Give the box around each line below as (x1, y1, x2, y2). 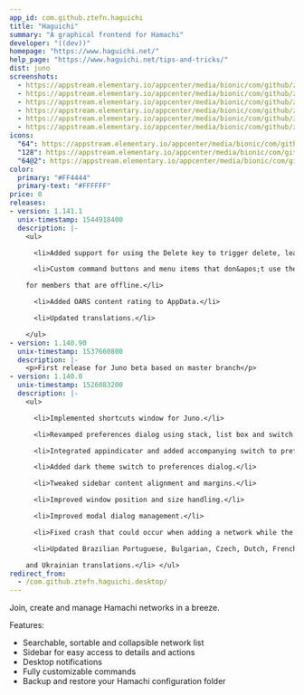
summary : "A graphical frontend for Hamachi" (9, 30, 184, 39)
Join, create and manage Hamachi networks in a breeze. (9, 603, 220, 614)
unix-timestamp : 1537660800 (17, 347, 124, 356)
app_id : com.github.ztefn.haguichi (9, 13, 144, 23)
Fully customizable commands (22, 666, 137, 677)
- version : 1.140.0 (9, 372, 83, 381)
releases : (9, 198, 47, 208)
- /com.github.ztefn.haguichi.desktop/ (17, 577, 168, 586)
